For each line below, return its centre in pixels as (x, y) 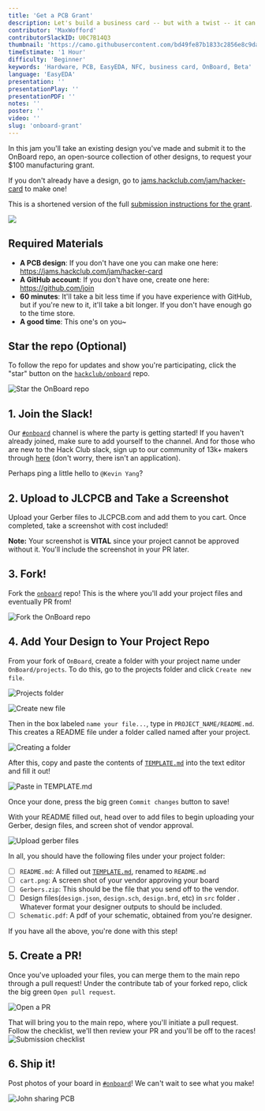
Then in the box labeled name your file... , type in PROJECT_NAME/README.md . (131, 723)
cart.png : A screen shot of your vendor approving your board (119, 880)
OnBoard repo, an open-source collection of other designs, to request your (130, 156)
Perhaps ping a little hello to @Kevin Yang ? (76, 473)
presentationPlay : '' (44, 89)
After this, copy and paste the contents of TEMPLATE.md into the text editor (127, 763)
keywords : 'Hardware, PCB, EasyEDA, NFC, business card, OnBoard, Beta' (130, 67)
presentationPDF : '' (42, 96)
